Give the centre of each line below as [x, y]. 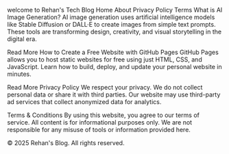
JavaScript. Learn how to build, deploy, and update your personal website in [114, 67]
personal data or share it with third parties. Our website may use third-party [114, 94]
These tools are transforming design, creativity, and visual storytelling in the [114, 31]
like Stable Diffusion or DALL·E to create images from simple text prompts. [111, 24]
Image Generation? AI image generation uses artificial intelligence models [111, 17]
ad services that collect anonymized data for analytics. [84, 102]
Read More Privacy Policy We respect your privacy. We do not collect [105, 87]
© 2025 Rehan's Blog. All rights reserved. [66, 143]
